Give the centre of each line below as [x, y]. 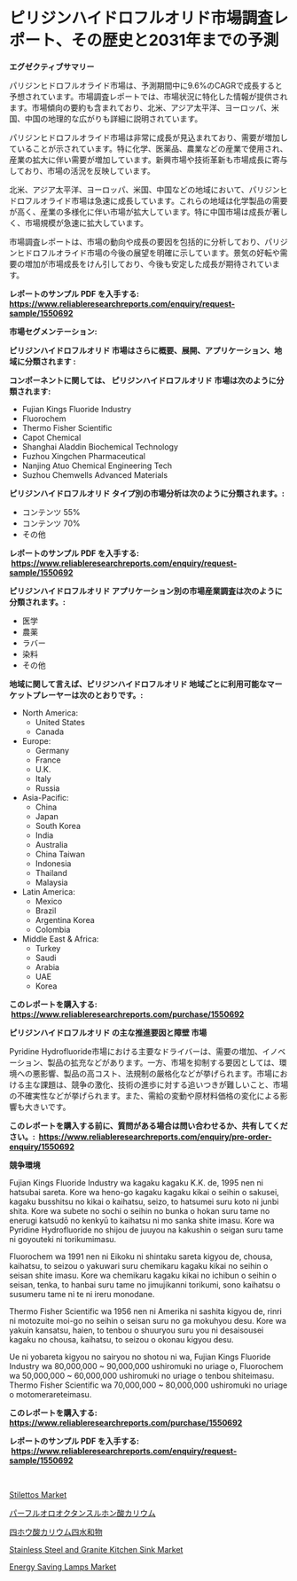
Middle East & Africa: [60, 939]
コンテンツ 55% [51, 512]
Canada [50, 732]
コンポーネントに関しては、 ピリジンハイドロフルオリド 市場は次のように [143, 380]
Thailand [51, 873]
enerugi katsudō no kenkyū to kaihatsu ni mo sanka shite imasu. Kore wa [142, 1220]
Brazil [46, 911]
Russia [47, 788]
